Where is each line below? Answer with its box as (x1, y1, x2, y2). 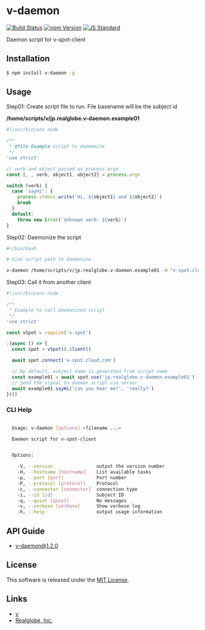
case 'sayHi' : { (12, 188, 53, 195)
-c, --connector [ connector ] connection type (17, 486, 138, 492)
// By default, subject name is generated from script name (12, 369, 168, 375)
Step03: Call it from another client (6, 279, 92, 286)
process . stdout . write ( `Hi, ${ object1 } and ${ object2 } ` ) (17, 194, 163, 200)
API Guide (6, 526, 45, 536)
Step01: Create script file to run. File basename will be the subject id (6, 103, 178, 110)
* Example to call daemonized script (9, 307, 105, 313)
